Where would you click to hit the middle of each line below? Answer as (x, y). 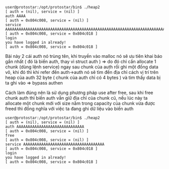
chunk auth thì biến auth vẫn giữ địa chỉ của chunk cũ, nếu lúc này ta (76, 98)
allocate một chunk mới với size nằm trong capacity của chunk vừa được (80, 103)
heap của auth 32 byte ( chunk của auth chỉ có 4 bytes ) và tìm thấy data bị (83, 77)
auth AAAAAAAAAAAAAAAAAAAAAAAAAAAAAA (45, 127)
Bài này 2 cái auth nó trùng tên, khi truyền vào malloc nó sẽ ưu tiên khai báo (84, 56)
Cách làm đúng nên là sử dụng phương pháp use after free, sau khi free (79, 93)
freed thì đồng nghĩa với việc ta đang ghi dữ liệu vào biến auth (69, 109)
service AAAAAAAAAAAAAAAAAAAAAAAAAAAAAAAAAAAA (55, 144)
